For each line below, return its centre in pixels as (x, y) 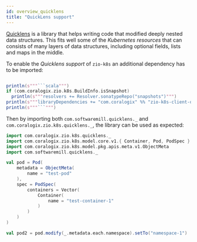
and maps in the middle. (35, 52)
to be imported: (25, 70)
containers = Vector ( (54, 190)
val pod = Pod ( (25, 163)
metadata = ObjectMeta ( (46, 168)
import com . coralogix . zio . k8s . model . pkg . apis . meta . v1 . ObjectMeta (88, 146)
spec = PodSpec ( (37, 184)
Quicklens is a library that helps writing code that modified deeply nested (94, 33)
